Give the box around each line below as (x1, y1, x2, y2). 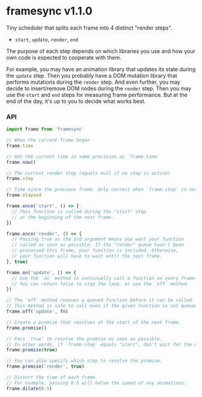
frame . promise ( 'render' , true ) (6, 363, 85, 370)
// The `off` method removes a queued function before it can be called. (6, 297, 195, 304)
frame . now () (6, 159, 36, 165)
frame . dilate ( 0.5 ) (6, 386, 52, 392)
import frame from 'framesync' (6, 127, 85, 133)
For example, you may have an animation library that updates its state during (6, 65, 196, 73)
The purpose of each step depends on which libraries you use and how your (6, 47, 195, 55)
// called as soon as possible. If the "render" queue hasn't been (11, 242, 185, 248)
